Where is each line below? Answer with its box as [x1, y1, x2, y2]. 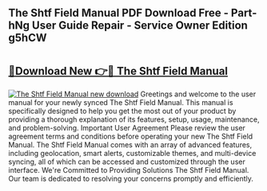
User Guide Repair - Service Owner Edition [31, 19, 248, 33]
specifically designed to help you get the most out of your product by [8, 107, 237, 115]
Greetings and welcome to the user [140, 89, 257, 99]
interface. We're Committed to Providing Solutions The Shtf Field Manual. [8, 166, 249, 174]
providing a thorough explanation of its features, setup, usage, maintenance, [8, 115, 260, 124]
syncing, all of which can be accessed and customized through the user [8, 157, 245, 166]
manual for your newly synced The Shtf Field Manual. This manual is [8, 98, 233, 107]
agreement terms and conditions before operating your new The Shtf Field [8, 131, 253, 141]
